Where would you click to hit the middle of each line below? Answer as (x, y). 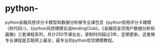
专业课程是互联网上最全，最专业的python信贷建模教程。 (61, 40)
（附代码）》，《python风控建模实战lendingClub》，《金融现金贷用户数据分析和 (80, 28)
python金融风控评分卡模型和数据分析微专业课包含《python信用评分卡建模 (78, 22)
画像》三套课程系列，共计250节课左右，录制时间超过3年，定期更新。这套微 (80, 34)
